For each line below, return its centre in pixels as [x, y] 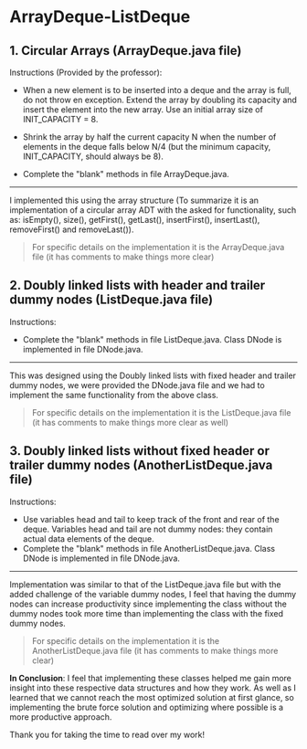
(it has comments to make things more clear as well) [130, 422]
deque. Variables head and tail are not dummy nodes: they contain [148, 529]
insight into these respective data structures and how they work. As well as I [153, 688]
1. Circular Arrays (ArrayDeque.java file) [126, 51]
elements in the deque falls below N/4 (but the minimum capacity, [147, 147]
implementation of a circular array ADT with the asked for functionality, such [153, 210]
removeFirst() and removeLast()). [72, 229]
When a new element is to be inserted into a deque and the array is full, [157, 90]
